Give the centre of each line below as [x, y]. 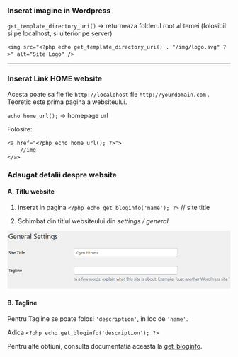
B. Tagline [22, 303]
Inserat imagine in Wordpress [59, 11]
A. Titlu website [31, 192]
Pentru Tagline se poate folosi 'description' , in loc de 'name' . [98, 318]
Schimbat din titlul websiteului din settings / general [93, 221]
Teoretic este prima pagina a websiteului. [67, 102]
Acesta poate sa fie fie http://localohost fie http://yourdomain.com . [109, 94]
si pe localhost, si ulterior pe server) [60, 33]
